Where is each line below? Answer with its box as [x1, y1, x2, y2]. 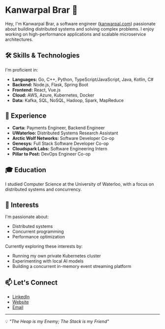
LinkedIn [12, 294, 30, 299]
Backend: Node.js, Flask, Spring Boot [12, 81, 88, 88]
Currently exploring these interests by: [5, 243, 83, 249]
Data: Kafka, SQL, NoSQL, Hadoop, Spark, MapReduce [12, 97, 124, 103]
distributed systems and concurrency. [5, 187, 82, 193]
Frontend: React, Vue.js [12, 87, 61, 93]
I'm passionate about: [5, 214, 49, 220]
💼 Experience [5, 112, 47, 120]
